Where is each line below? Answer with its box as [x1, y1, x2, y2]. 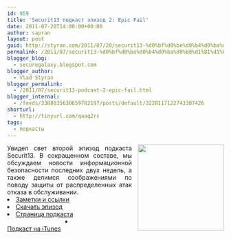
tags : [7, 118, 23, 126]
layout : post [7, 36, 45, 43]
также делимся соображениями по [7, 174, 132, 182]
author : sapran [7, 29, 51, 37]
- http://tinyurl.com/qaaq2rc [13, 112, 100, 119]
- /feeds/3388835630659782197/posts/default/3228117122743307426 [13, 100, 205, 107]
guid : [7, 42, 23, 49]
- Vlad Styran [13, 74, 54, 81]
